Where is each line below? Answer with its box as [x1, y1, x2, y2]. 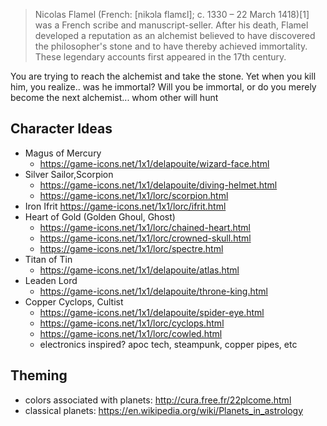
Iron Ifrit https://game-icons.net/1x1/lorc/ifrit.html [24, 200, 227, 212]
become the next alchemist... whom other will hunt [10, 92, 219, 103]
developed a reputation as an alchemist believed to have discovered [34, 30, 316, 41]
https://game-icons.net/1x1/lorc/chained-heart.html [39, 221, 251, 233]
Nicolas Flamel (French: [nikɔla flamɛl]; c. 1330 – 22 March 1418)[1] [34, 9, 310, 20]
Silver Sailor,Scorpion [24, 168, 114, 180]
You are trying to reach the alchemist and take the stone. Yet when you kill [10, 70, 317, 82]
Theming [10, 367, 68, 384]
